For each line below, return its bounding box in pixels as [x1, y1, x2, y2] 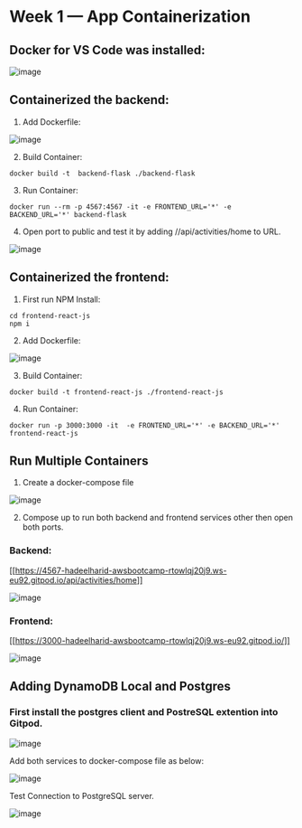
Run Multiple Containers [9, 454, 149, 469]
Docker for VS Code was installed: [9, 42, 206, 58]
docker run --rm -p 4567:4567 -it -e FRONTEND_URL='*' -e [9, 202, 232, 212]
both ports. [22, 522, 64, 532]
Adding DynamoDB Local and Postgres [9, 679, 232, 694]
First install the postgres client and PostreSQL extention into [9, 706, 279, 719]
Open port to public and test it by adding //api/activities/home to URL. [22, 226, 281, 237]
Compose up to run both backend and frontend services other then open [22, 513, 294, 523]
